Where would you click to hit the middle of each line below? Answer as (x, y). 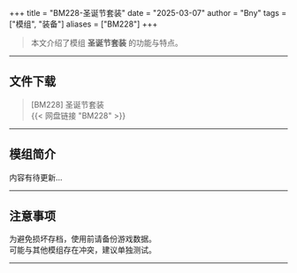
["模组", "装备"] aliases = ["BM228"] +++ (84, 24)
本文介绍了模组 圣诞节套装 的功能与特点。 (107, 43)
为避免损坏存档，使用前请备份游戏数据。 (83, 239)
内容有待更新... (36, 177)
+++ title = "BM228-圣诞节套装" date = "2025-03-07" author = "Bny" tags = (148, 13)
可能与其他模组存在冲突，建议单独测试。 (83, 250)
